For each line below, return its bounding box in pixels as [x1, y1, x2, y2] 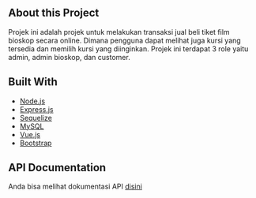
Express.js [19, 104, 54, 114]
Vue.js [19, 129, 41, 139]
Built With [8, 75, 58, 89]
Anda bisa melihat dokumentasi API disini [8, 181, 142, 192]
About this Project [8, 6, 100, 20]
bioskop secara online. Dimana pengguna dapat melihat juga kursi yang [8, 35, 241, 45]
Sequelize [19, 113, 53, 122]
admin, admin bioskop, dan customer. [8, 52, 130, 62]
